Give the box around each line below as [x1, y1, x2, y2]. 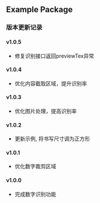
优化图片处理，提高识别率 [14, 107, 77, 114]
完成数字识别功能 [14, 191, 56, 198]
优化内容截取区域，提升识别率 [14, 79, 87, 87]
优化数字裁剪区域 [14, 163, 56, 170]
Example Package [6, 5, 73, 15]
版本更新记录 [6, 24, 43, 32]
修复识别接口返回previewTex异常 [14, 52, 94, 59]
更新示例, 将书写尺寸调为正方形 [14, 135, 90, 142]
